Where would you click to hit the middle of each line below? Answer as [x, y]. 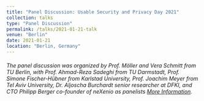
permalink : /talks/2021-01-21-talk [52, 29]
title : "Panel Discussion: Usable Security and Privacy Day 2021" [93, 12]
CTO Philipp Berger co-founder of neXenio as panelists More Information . [100, 92]
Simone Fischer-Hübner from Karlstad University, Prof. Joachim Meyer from [102, 79]
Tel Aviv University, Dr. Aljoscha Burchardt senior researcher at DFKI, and [99, 85]
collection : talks [30, 18]
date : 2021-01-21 [28, 40]
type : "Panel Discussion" [39, 23]
